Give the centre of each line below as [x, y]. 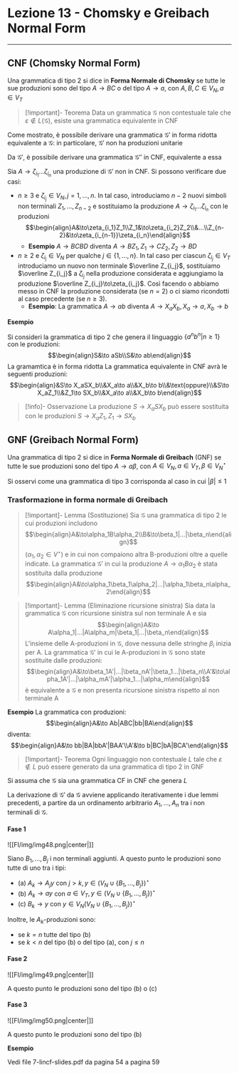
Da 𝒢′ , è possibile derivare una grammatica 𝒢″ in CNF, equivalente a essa [115, 157]
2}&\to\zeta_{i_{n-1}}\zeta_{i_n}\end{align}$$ [125, 235]
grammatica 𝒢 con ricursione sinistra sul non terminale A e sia [116, 613]
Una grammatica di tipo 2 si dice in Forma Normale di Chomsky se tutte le [116, 81]
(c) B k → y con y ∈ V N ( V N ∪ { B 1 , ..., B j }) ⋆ [77, 904]
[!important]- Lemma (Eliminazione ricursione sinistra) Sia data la [120, 605]
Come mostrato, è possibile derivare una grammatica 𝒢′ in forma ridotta [112, 135]
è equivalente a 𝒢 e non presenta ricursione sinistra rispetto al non [122, 690]
